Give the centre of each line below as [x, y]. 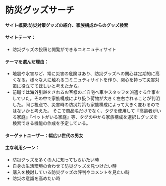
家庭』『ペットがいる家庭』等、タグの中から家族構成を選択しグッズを [87, 117]
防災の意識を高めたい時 [36, 178]
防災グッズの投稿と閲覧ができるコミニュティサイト [64, 49]
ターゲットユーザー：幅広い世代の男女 [44, 135]
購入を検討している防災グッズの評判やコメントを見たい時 [71, 172]
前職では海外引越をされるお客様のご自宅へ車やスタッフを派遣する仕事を [86, 92]
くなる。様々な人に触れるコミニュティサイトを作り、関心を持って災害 [83, 80]
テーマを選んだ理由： [27, 62]
